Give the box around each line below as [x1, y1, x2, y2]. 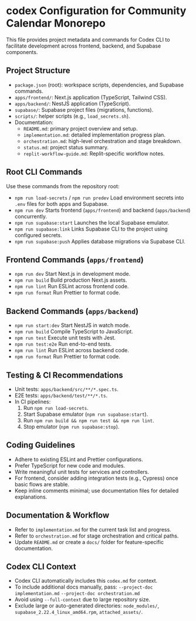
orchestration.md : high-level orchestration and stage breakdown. [23, 137, 182, 145]
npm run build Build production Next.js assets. [14, 276, 127, 283]
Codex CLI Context [6, 562, 76, 572]
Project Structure [6, 66, 70, 76]
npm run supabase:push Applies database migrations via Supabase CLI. [14, 238, 186, 245]
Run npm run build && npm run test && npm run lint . [23, 417, 154, 424]
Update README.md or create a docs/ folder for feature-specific [14, 538, 164, 545]
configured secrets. [14, 231, 63, 239]
